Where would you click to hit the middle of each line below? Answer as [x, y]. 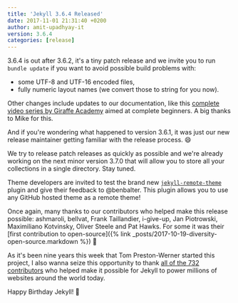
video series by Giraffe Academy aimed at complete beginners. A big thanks [119, 111]
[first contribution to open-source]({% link [69, 234]
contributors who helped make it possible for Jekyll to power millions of [112, 270]
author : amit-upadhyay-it [46, 27]
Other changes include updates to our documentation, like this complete [113, 103]
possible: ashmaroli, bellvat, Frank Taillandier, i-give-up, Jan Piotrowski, [113, 219]
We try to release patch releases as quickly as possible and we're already [115, 154]
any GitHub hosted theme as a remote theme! [74, 198]
